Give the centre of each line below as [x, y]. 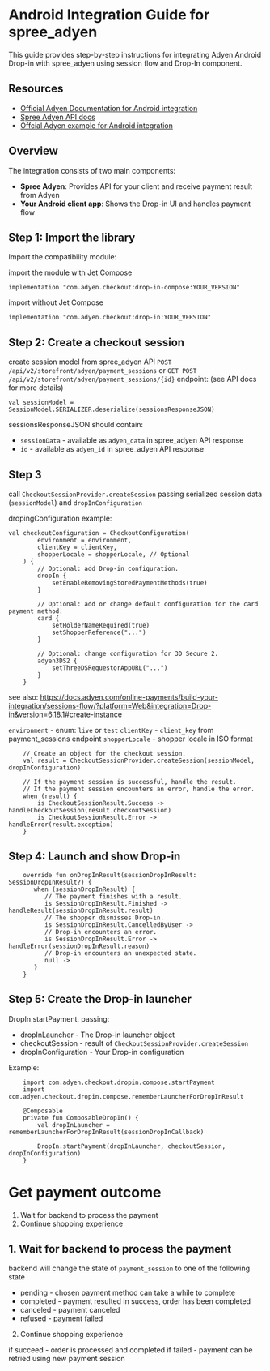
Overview [34, 151]
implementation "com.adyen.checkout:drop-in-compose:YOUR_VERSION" [124, 288]
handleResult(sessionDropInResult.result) [81, 910]
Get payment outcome [85, 1192]
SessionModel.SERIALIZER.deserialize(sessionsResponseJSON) [112, 410]
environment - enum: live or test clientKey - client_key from [111, 730]
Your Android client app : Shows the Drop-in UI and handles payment [135, 204]
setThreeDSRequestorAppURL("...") [110, 668]
